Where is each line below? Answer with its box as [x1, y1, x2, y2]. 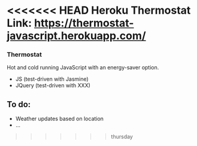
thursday [111, 133, 134, 141]
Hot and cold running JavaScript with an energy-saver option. [7, 64, 159, 71]
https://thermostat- [34, 16, 134, 30]
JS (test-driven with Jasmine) [15, 75, 89, 83]
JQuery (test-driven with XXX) [15, 82, 90, 89]
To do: [7, 99, 31, 109]
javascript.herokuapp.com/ [7, 29, 146, 42]
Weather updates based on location [15, 115, 104, 123]
